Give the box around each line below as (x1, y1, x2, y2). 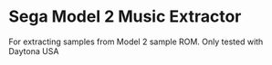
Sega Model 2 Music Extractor (8, 6, 242, 27)
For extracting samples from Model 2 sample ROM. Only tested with (8, 36, 264, 47)
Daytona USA (8, 45, 59, 56)
